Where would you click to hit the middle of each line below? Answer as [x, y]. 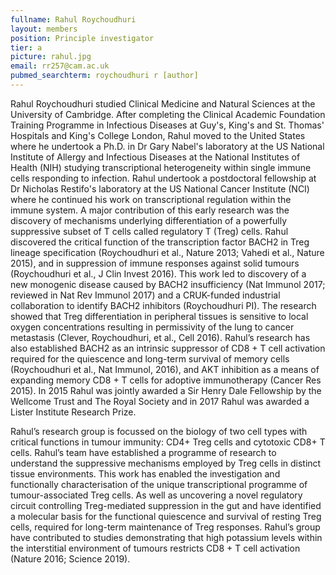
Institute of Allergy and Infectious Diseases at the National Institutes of [155, 157]
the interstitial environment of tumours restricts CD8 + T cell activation [155, 548]
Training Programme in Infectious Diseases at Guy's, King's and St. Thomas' [167, 125]
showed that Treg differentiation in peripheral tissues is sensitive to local [159, 316]
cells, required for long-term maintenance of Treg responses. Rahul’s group [165, 527]
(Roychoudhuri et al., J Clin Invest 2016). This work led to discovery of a [158, 273]
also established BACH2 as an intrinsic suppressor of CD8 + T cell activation [168, 348]
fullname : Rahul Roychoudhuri [73, 19]
